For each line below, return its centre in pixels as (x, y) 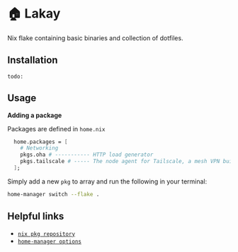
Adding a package (35, 115)
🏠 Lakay (34, 14)
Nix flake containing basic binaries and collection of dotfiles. (95, 38)
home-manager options (49, 241)
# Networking (39, 148)
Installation (33, 60)
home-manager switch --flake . (53, 194)
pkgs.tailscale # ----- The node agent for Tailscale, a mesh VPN (120, 162)
